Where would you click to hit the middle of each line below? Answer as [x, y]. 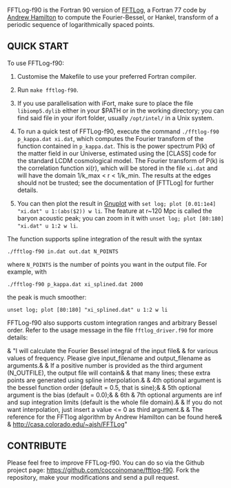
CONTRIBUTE [37, 446]
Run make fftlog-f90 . [48, 90]
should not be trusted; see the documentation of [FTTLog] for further [115, 182]
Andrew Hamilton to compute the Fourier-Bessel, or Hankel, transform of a [113, 17]
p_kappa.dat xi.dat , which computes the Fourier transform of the [110, 138]
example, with [27, 272]
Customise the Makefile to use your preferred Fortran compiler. [107, 76]
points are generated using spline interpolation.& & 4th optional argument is [114, 380]
